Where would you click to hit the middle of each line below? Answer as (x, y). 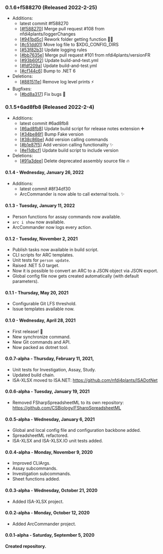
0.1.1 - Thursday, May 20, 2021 (37, 292)
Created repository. (26, 546)
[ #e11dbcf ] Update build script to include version (69, 150)
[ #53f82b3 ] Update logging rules (53, 50)
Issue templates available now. (43, 309)
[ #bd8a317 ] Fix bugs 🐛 (42, 94)
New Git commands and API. (41, 342)
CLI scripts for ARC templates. (43, 255)
